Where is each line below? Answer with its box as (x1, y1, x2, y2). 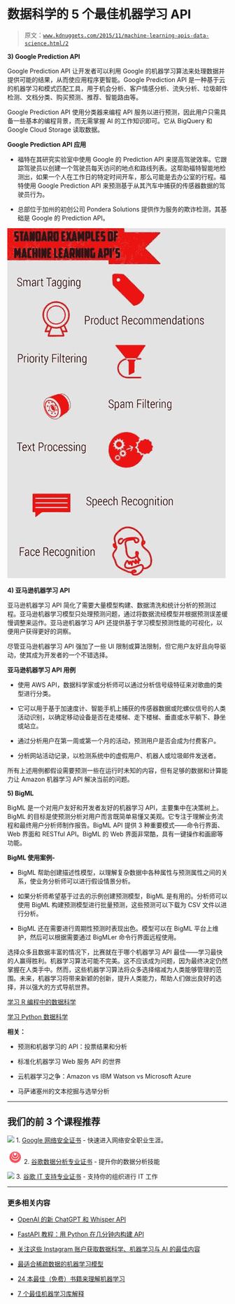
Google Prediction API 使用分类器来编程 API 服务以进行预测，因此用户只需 (7, 108, 220, 116)
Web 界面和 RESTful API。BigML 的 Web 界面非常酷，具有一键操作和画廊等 (7, 829, 224, 838)
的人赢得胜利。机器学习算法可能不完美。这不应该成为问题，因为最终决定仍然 (7, 956, 228, 965)
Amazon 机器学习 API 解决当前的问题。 (20, 775, 134, 783)
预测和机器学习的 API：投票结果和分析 (17, 1042, 128, 1051)
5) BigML (7, 789, 34, 797)
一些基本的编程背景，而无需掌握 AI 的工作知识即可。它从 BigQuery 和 (13, 116, 213, 125)
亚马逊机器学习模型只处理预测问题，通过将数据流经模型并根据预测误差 (19, 610, 222, 618)
